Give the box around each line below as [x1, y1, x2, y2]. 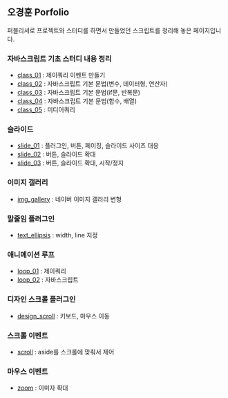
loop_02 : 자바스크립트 [17, 275, 79, 284]
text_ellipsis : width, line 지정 [17, 231, 98, 239]
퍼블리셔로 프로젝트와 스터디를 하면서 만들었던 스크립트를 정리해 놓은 [7, 26, 192, 35]
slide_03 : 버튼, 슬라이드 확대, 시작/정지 [17, 159, 124, 168]
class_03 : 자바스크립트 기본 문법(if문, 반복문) [17, 89, 140, 97]
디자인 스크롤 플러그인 [7, 295, 76, 305]
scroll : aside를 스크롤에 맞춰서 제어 [17, 347, 115, 356]
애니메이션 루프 [7, 250, 55, 260]
